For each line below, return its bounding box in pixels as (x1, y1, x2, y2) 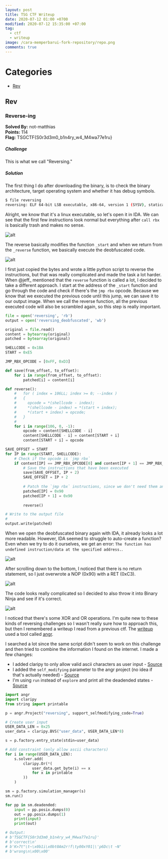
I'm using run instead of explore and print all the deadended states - (12, 677, 153, 683)
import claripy (5, 697, 37, 702)
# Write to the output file (5, 512, 64, 517)
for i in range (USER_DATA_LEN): (5, 752, 72, 757)
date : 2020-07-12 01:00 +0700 (5, 17, 68, 22)
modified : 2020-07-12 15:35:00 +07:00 (5, 21, 86, 27)
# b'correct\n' (5, 839, 37, 844)
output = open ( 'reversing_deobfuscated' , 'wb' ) (5, 318, 106, 323)
